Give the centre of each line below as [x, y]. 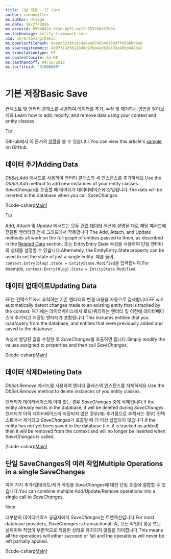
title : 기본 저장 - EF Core [33, 10]
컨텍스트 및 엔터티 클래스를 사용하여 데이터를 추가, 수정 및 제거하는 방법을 [78, 109]
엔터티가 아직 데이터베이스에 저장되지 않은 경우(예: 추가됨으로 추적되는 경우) [80, 414]
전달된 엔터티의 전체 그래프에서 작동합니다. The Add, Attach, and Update [78, 232]
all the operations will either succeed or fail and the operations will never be [85, 536]
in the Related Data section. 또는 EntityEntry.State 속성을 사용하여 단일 [77, 244]
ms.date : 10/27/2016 [27, 24]
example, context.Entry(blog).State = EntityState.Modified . [71, 269]
